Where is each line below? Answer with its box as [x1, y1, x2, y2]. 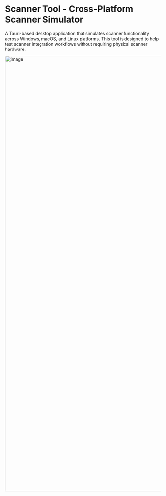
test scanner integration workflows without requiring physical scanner [5, 41, 148, 47]
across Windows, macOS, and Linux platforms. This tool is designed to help [5, 36, 159, 42]
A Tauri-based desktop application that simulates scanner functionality [5, 30, 149, 36]
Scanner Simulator [5, 14, 83, 25]
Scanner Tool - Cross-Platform [5, 3, 133, 15]
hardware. [5, 46, 26, 52]
